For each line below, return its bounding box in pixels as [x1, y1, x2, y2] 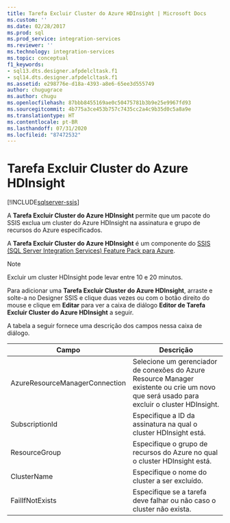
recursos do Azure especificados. [7, 226, 103, 234]
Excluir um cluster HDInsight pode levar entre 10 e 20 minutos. [7, 273, 183, 281]
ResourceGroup [10, 448, 62, 457]
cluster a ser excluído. [132, 476, 203, 486]
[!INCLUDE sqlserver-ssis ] [7, 198, 80, 207]
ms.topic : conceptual [7, 55, 69, 62]
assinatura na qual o [132, 419, 198, 429]
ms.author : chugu [7, 93, 57, 100]
